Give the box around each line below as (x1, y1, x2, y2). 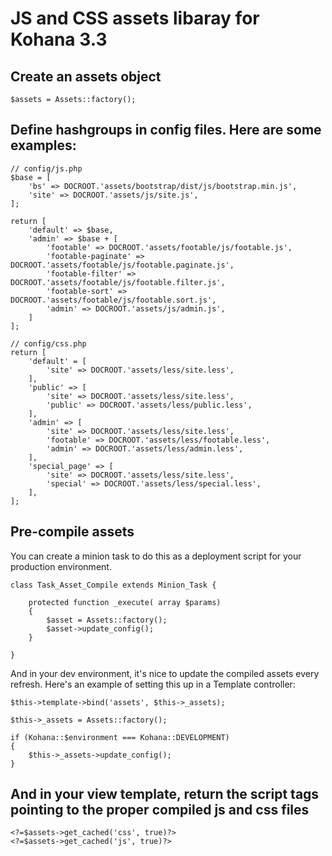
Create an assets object (10, 68, 162, 85)
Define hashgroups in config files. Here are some (10, 122, 322, 139)
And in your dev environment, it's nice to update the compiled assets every (10, 667, 320, 679)
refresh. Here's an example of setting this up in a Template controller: (10, 678, 296, 690)
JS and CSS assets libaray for (10, 7, 260, 30)
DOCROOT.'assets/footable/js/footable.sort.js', (10, 295, 217, 305)
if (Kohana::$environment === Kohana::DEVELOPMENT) (10, 732, 230, 742)
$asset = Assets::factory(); (46, 615, 168, 625)
